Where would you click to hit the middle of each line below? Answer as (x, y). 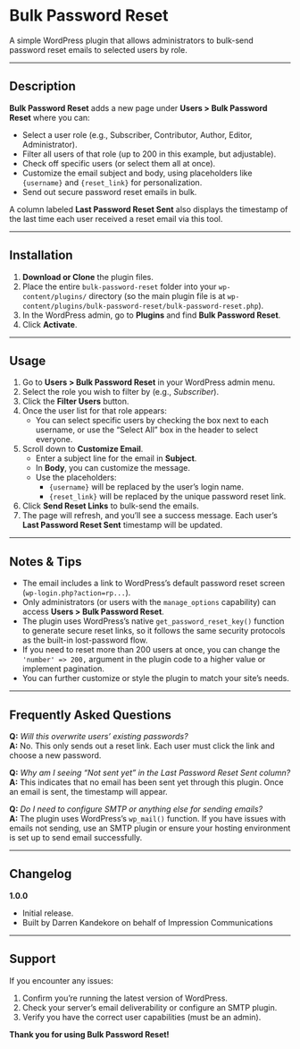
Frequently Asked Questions (91, 715)
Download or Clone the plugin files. (87, 277)
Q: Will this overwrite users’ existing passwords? (99, 736)
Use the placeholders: (76, 478)
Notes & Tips (46, 562)
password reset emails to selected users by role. (98, 49)
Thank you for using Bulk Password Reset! (89, 1034)
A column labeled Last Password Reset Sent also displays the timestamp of (149, 209)
